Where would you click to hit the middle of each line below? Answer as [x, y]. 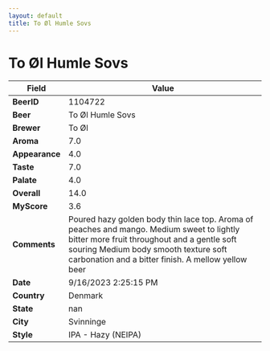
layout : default [35, 16]
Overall [27, 194]
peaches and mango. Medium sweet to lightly [154, 230]
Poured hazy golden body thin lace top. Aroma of [161, 219]
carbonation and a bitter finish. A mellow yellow [157, 259]
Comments [34, 244]
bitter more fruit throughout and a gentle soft [152, 239]
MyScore [30, 206]
